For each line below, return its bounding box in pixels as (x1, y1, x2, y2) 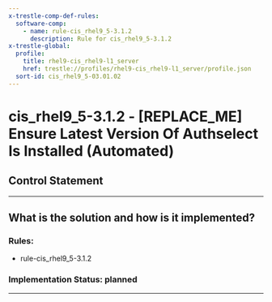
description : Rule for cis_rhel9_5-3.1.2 (29, 34, 172, 43)
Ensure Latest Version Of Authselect (8, 124, 259, 143)
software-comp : (15, 19, 67, 28)
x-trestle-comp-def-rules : (8, 11, 100, 20)
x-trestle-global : (8, 42, 70, 50)
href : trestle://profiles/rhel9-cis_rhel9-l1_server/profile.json (23, 65, 252, 73)
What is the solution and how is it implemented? (8, 211, 255, 225)
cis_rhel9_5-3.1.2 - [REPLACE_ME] (8, 107, 243, 126)
